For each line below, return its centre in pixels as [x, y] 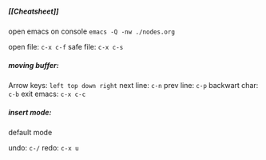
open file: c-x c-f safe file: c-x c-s [66, 46]
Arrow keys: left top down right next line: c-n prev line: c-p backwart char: [133, 85]
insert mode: [30, 112]
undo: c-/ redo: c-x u [44, 147]
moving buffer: [34, 65]
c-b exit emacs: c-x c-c [47, 94]
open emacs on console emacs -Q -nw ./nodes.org [92, 31]
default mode [30, 132]
